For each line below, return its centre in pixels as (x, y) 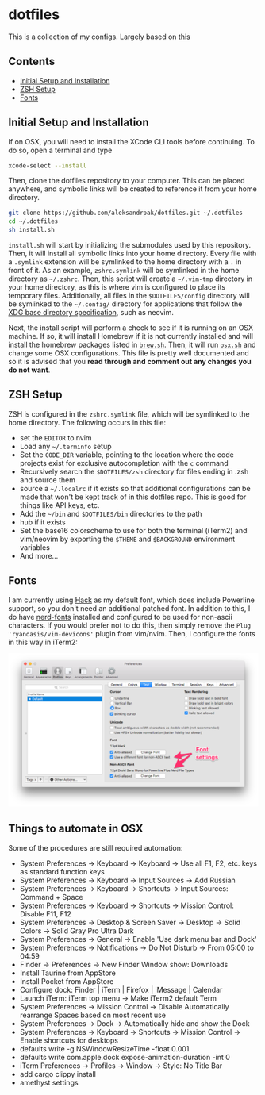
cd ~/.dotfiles (33, 221)
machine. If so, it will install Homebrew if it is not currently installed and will (131, 336)
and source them (47, 480)
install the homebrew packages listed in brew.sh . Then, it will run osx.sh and (132, 345)
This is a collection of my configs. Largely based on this (99, 36)
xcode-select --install (48, 165)
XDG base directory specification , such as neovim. (91, 313)
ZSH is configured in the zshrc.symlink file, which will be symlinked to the (129, 413)
